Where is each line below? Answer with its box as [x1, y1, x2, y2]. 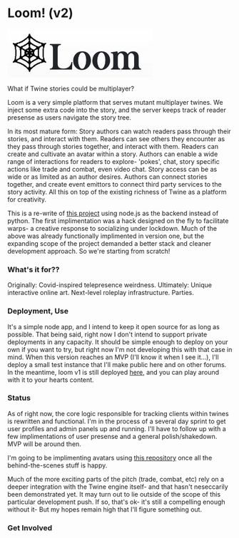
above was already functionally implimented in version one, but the [7, 232, 205, 240]
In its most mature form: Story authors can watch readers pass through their [7, 127, 231, 135]
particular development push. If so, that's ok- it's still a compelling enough [7, 497, 226, 506]
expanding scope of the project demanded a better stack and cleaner [7, 239, 212, 247]
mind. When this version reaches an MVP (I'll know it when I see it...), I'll [7, 353, 219, 361]
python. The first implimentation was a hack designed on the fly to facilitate [7, 216, 229, 225]
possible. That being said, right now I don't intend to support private [7, 330, 208, 338]
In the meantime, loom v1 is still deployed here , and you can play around [7, 368, 220, 376]
